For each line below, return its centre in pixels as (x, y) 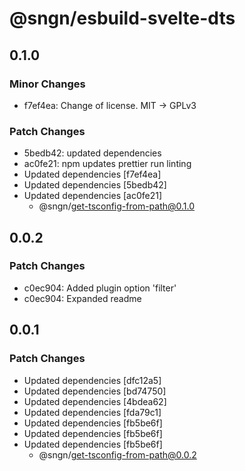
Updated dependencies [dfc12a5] (92, 380)
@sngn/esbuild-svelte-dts (122, 18)
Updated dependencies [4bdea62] (95, 401)
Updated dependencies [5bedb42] (95, 185)
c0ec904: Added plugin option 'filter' (100, 288)
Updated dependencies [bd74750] (95, 391)
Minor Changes (47, 84)
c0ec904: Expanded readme (82, 298)
